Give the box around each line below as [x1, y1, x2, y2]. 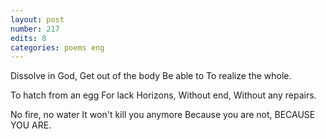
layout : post [10, 14, 65, 25]
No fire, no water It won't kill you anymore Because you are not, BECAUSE [10, 109, 316, 121]
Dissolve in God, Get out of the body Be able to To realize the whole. [10, 70, 292, 82]
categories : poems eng [10, 42, 105, 53]
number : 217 [10, 24, 60, 34]
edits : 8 [10, 33, 47, 43]
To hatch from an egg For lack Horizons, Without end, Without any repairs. [10, 89, 317, 101]
